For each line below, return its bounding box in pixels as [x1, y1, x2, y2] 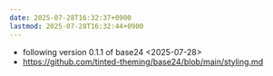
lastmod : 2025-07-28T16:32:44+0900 [9, 22, 144, 31]
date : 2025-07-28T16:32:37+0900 [9, 13, 132, 23]
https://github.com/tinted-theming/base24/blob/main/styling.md [22, 56, 264, 67]
